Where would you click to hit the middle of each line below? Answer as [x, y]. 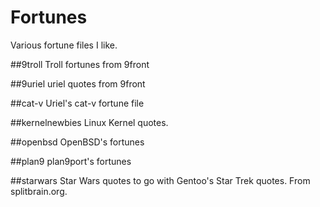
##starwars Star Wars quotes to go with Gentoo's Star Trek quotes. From [160, 180]
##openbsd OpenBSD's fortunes [77, 142]
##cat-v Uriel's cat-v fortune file [77, 103]
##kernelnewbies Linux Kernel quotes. [89, 122]
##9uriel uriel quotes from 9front [78, 83]
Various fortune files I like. [64, 45]
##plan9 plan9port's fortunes [71, 161]
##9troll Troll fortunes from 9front [80, 64]
